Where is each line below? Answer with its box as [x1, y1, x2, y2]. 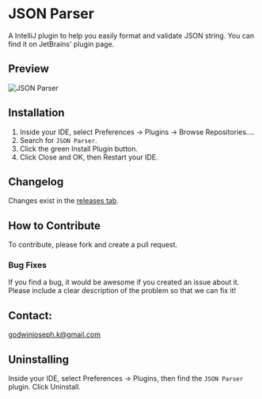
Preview [8, 62, 50, 76]
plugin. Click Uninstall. [8, 382, 82, 392]
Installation [8, 106, 65, 119]
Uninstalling [8, 352, 70, 366]
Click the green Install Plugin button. [19, 144, 139, 153]
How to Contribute [8, 219, 101, 232]
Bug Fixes [8, 260, 47, 271]
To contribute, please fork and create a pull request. [8, 240, 178, 250]
